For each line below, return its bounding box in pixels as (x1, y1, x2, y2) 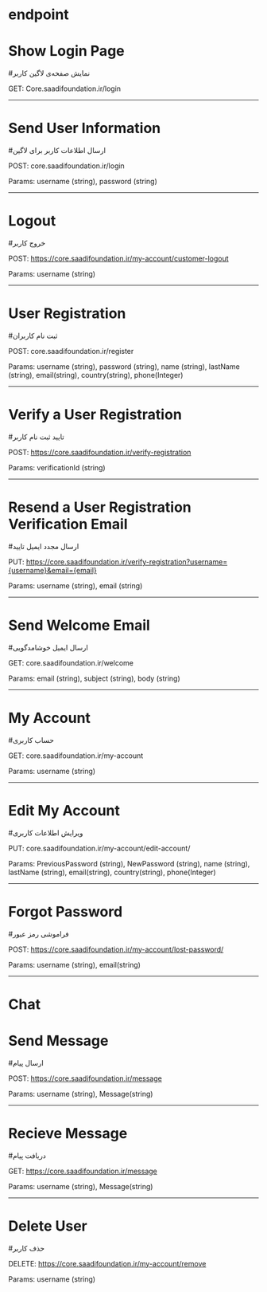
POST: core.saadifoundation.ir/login (8, 161, 125, 171)
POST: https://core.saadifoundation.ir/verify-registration (8, 447, 192, 457)
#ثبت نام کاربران (8, 331, 58, 340)
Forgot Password (8, 902, 123, 921)
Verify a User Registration (8, 406, 183, 424)
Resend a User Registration (8, 498, 192, 516)
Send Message (8, 1031, 109, 1050)
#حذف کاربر (8, 1243, 45, 1253)
